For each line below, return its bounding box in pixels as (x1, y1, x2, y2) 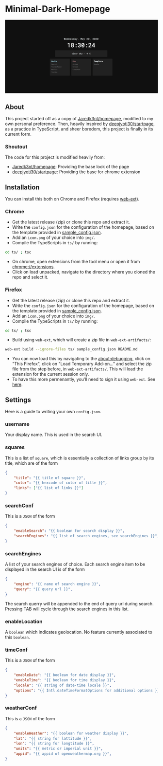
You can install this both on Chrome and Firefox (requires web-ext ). (5, 196, 140, 202)
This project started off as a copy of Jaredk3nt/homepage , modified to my (5, 115, 154, 121)
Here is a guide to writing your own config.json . (5, 409, 102, 415)
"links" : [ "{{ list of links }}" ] (14, 486, 83, 491)
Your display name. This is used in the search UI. (5, 432, 103, 438)
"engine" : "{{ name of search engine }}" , (14, 582, 101, 586)
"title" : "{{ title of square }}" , (14, 475, 86, 480)
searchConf (5, 502, 34, 509)
